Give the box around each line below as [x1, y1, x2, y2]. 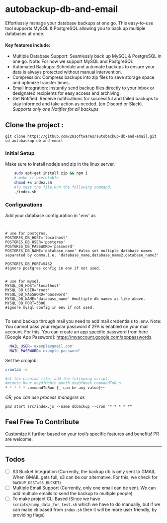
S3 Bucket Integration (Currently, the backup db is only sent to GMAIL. [12, 468, 157, 475]
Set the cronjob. [5, 357, 38, 363]
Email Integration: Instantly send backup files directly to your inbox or [12, 85, 155, 91]
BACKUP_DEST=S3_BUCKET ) [12, 479, 61, 485]
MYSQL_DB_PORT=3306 [5, 300, 46, 305]
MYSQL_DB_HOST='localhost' [5, 283, 61, 288]
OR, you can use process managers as [5, 394, 85, 400]
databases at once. [5, 30, 45, 36]
